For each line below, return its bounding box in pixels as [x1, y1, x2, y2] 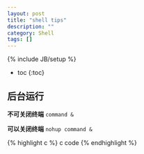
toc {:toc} [17, 69, 45, 77]
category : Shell [7, 29, 54, 37]
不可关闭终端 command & [7, 110, 74, 118]
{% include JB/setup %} [7, 55, 77, 63]
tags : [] [7, 36, 33, 43]
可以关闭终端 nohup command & [7, 124, 93, 132]
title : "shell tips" [7, 17, 67, 24]
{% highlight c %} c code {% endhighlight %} [7, 138, 138, 146]
